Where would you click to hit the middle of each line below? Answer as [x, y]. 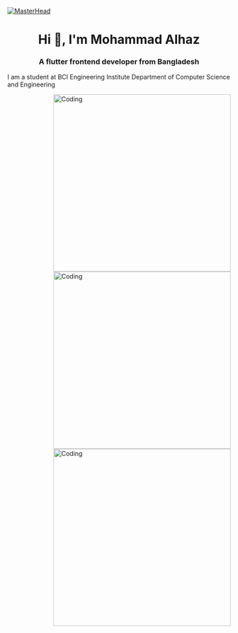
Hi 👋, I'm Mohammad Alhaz [119, 40]
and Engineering [31, 84]
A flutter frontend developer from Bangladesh [119, 62]
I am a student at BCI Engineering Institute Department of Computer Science [119, 77]
